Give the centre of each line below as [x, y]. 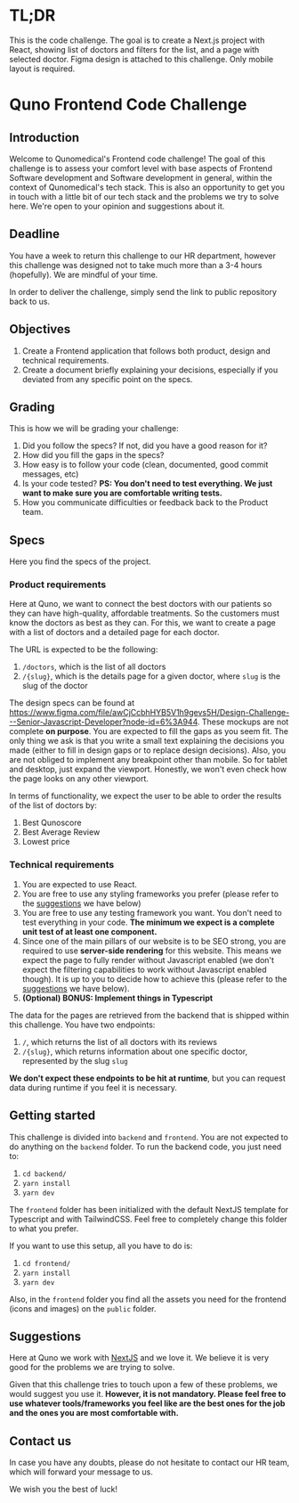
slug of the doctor [55, 686]
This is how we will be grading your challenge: [94, 429]
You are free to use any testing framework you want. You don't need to [152, 912]
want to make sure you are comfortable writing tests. [122, 493]
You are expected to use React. [80, 884]
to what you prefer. [44, 1228]
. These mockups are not [243, 722]
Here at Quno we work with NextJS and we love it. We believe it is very [139, 1358]
